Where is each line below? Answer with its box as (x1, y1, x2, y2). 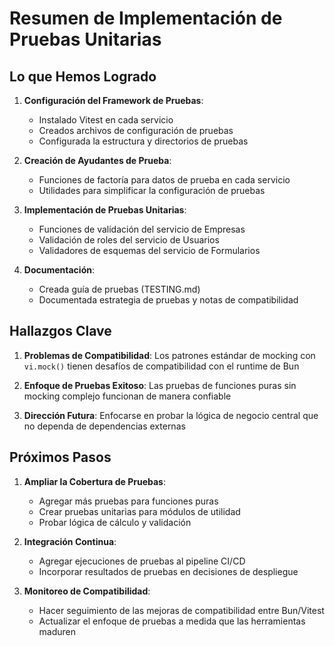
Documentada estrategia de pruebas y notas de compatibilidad (38, 294, 299, 306)
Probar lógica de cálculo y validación (38, 516, 192, 528)
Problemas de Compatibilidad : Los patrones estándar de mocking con (23, 349, 316, 361)
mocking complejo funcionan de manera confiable (23, 390, 232, 402)
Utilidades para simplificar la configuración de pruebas (38, 185, 266, 196)
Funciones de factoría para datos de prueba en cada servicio (38, 174, 291, 186)
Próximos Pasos (9, 449, 112, 466)
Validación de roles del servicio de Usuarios (38, 234, 220, 246)
